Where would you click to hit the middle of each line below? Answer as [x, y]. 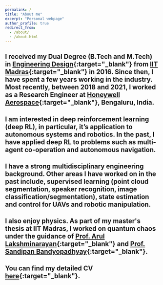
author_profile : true [27, 23]
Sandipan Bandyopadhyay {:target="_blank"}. [76, 252]
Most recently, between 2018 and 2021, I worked [81, 87]
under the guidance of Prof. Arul [55, 236]
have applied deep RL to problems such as [71, 142]
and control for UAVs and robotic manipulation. [78, 205]
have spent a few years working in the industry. [79, 79]
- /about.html [24, 37]
